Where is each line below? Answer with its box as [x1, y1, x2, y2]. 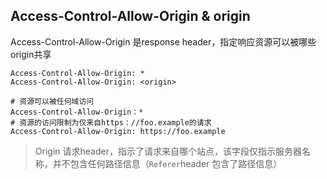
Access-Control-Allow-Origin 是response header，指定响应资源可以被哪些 [10, 35, 317, 48]
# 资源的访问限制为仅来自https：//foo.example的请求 [10, 117, 212, 128]
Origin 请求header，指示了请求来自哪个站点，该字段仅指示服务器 [34, 145, 302, 157]
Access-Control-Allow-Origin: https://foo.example [10, 126, 226, 136]
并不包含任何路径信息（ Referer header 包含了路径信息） [52, 157, 283, 169]
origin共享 [10, 48, 52, 60]
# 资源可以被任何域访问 [10, 96, 95, 106]
